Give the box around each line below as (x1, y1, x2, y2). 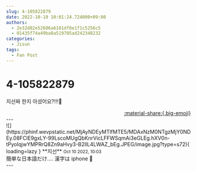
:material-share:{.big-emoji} (124, 109, 191, 116)
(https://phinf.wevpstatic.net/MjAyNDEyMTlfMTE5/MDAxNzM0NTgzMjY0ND (6, 128, 191, 135)
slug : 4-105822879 (6, 8, 51, 15)
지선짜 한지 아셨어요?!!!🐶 (6, 97, 63, 104)
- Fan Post (11, 52, 38, 58)
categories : (6, 36, 35, 42)
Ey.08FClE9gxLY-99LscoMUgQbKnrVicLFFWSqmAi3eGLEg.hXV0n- (6, 134, 170, 141)
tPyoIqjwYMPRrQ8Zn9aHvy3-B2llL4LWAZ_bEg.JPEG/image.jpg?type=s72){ (6, 140, 190, 147)
